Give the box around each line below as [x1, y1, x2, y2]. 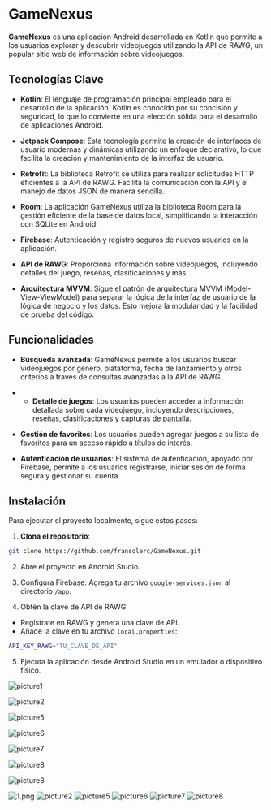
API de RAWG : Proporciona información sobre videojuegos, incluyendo [19, 259, 258, 269]
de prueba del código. [19, 309, 95, 319]
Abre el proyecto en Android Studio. [19, 562, 140, 572]
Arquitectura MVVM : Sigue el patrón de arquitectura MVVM [19, 283, 223, 293]
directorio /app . [19, 586, 71, 596]
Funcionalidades [8, 333, 95, 347]
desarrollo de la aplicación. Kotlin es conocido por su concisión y [19, 102, 238, 112]
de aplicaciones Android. [19, 119, 104, 130]
